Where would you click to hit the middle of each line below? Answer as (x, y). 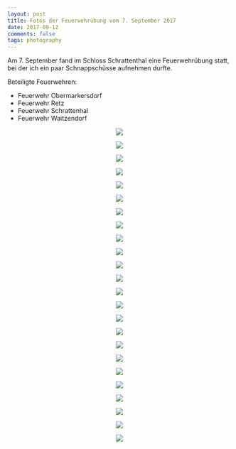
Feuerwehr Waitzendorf (52, 119)
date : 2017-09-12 (33, 27)
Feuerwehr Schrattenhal (53, 111)
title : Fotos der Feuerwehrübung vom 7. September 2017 (92, 21)
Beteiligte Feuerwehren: (42, 82)
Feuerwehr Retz (41, 103)
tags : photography (34, 40)
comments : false (31, 34)
